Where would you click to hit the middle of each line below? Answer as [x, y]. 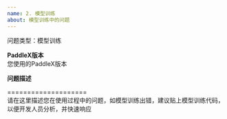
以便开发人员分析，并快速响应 [49, 109]
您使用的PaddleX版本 [37, 63]
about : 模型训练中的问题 [39, 20]
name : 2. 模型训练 [32, 13]
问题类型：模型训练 [34, 40]
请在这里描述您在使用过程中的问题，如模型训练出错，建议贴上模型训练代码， [116, 100]
